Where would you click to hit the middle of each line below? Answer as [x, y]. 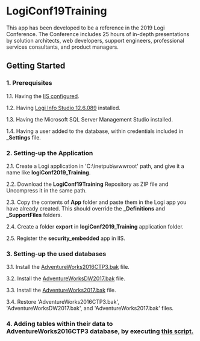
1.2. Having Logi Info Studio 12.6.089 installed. [63, 108]
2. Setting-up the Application [50, 153]
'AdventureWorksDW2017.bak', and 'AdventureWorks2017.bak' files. [90, 309]
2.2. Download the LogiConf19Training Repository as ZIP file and [87, 184]
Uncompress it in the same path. [47, 190]
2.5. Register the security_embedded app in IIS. [66, 238]
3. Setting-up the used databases [56, 254]
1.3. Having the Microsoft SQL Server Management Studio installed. [90, 119]
